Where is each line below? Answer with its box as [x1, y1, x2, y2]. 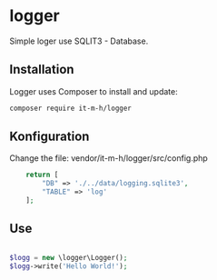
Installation [9, 62, 74, 77]
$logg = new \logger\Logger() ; [9, 253, 128, 262]
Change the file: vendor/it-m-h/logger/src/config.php [9, 153, 209, 164]
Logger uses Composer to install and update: [9, 85, 179, 96]
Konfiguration [9, 129, 90, 145]
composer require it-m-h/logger [9, 104, 132, 113]
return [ [25, 170, 59, 180]
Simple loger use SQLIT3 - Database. [9, 35, 149, 46]
